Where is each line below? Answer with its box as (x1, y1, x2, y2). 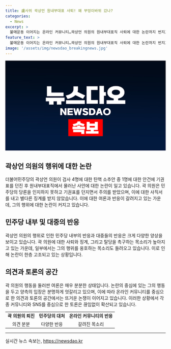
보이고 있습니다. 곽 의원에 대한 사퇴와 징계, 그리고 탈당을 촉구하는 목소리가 (5, 239, 152, 245)
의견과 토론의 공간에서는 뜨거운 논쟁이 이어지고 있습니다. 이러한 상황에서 (16, 295, 159, 301)
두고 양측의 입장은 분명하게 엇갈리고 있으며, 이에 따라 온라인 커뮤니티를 (10, 289, 151, 295)
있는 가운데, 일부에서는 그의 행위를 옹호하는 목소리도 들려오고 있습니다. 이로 (10, 245, 160, 251)
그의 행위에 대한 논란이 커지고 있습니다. (12, 202, 90, 208)
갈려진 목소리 (78, 321, 104, 327)
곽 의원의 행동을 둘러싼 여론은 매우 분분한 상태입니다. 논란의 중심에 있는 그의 (5, 282, 156, 288)
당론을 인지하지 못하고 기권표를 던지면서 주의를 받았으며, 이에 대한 (18, 189, 149, 195)
